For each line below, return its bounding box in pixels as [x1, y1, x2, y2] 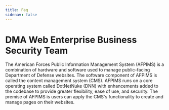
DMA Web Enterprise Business [5, 34, 137, 46]
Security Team [5, 45, 68, 56]
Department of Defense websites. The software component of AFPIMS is [5, 72, 157, 79]
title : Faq [5, 7, 28, 13]
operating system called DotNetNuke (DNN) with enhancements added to [5, 83, 158, 89]
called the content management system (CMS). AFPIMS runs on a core [5, 78, 153, 84]
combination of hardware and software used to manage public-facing [5, 67, 150, 73]
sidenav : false [5, 12, 37, 17]
